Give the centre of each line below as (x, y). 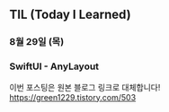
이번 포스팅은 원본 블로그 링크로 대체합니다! (85, 87)
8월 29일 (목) (37, 42)
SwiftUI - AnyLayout (54, 66)
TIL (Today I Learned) (71, 15)
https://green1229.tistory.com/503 (73, 97)
